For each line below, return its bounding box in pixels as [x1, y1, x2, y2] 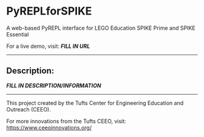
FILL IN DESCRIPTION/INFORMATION [6, 82, 101, 89]
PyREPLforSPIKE [6, 4, 92, 18]
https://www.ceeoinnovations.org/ [6, 124, 92, 131]
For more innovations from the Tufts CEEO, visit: [6, 117, 126, 125]
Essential [6, 30, 29, 38]
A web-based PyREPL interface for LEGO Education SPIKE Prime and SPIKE [6, 24, 195, 32]
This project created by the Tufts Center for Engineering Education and [6, 99, 184, 107]
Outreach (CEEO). [6, 105, 51, 113]
